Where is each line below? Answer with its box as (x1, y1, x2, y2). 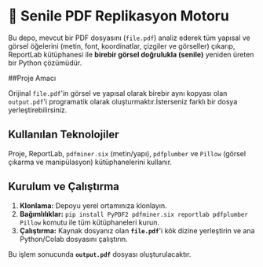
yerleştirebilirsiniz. (8, 105, 68, 115)
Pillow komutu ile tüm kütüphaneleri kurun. (19, 218, 159, 227)
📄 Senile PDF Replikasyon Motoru (8, 7, 229, 25)
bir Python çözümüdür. (8, 58, 82, 68)
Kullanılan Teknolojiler (8, 128, 119, 141)
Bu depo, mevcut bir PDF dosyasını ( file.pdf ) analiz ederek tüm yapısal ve (8, 33, 251, 42)
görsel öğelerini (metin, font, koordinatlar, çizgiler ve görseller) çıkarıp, (8, 41, 236, 50)
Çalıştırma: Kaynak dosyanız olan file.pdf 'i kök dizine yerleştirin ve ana (19, 225, 255, 235)
